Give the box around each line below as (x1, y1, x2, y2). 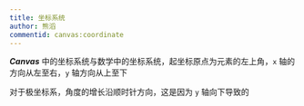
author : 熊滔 (9, 22, 56, 31)
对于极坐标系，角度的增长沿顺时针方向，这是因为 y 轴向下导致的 (9, 87, 250, 98)
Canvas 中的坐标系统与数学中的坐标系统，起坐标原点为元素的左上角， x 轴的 (9, 56, 296, 67)
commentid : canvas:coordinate (9, 30, 125, 39)
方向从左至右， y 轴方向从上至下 (9, 67, 128, 78)
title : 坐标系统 (9, 13, 66, 23)
